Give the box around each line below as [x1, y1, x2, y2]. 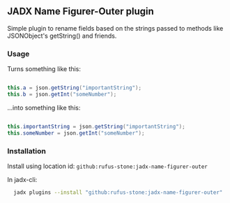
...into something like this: [7, 103, 81, 112]
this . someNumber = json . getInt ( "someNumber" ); [7, 129, 145, 137]
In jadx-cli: [7, 175, 38, 183]
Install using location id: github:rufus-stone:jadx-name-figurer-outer [7, 162, 208, 170]
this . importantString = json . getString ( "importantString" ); [7, 123, 186, 130]
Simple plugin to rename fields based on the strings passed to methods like [7, 24, 224, 32]
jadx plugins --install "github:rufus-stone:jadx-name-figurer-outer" [13, 188, 223, 196]
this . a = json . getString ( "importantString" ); [7, 84, 141, 91]
